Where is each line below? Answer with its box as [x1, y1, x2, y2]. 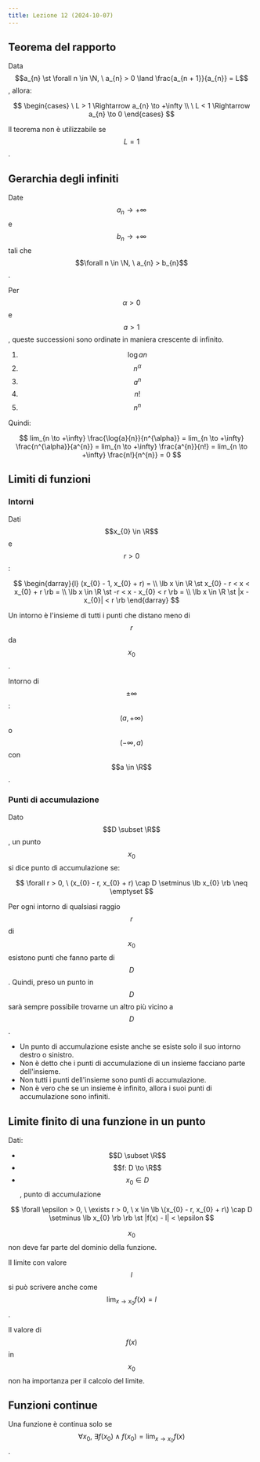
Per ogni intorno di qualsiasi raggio [8, 902, 121, 911]
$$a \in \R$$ [110, 763, 153, 772]
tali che [8, 245, 32, 255]
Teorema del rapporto [8, 41, 117, 54]
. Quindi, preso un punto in [8, 977, 94, 987]
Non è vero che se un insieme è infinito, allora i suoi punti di [19, 1083, 213, 1093]
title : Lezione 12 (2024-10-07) [8, 11, 114, 20]
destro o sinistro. [19, 1050, 74, 1060]
